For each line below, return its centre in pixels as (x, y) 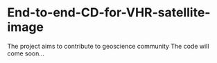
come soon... (26, 53)
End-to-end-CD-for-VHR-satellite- (109, 13)
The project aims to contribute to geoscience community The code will (108, 46)
